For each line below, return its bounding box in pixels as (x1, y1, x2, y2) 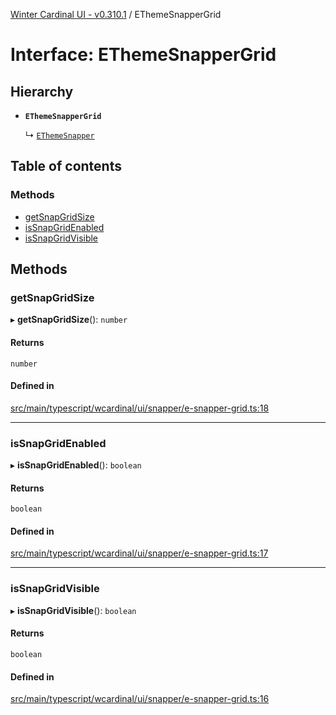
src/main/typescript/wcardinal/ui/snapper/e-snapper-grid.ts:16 (10, 693, 270, 705)
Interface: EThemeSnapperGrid (10, 44, 277, 66)
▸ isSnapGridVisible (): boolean (10, 604, 137, 616)
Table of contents (10, 158, 122, 175)
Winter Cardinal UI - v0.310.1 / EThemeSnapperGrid (10, 9, 222, 20)
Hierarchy (10, 83, 74, 100)
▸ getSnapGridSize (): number (10, 314, 128, 326)
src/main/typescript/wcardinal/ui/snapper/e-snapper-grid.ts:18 (10, 402, 270, 414)
